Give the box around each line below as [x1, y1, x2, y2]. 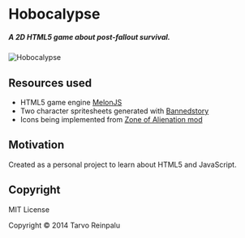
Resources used [8, 76, 92, 90]
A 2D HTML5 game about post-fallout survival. [8, 32, 170, 41]
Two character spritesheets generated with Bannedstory [19, 106, 209, 116]
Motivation [8, 138, 65, 152]
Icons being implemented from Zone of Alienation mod [19, 114, 203, 124]
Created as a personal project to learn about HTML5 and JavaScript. [8, 159, 237, 169]
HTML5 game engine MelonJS [19, 97, 122, 107]
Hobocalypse [8, 5, 101, 23]
